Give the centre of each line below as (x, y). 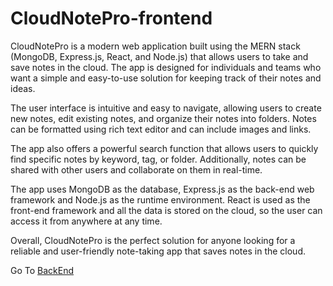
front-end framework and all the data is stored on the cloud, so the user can (166, 210)
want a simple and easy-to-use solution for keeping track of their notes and (166, 78)
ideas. (23, 88)
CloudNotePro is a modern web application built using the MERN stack (155, 46)
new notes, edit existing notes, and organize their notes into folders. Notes (163, 118)
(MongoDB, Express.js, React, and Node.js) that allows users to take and (159, 56)
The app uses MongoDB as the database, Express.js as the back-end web (162, 189)
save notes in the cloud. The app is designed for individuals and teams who (166, 67)
